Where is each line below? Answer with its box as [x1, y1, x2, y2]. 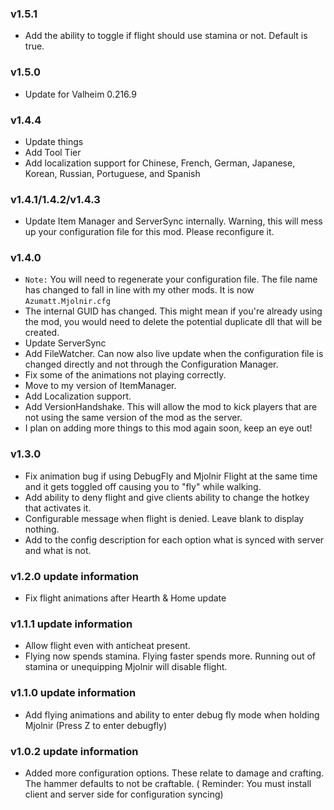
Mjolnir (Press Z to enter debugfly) [24, 719, 168, 731]
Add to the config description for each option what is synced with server [24, 533, 325, 546]
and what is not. [24, 544, 92, 556]
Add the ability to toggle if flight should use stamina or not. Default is [24, 30, 308, 42]
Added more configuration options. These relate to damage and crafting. [24, 767, 325, 779]
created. [24, 327, 60, 339]
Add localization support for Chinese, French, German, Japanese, [24, 157, 296, 169]
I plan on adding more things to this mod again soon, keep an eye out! [24, 422, 313, 434]
